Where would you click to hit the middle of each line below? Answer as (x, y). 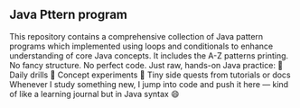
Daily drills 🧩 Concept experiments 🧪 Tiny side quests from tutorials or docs (150, 75)
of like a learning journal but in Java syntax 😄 (94, 94)
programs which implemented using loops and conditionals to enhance (141, 46)
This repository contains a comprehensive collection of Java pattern (136, 36)
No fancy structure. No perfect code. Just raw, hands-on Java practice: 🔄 (146, 65)
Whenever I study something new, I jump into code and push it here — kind (149, 84)
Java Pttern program (69, 15)
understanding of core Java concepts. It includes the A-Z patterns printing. (149, 55)
